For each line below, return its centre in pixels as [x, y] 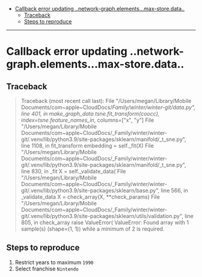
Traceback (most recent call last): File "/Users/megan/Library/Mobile [106, 101]
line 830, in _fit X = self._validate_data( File [73, 171]
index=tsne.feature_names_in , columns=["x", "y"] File [87, 120]
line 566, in [174, 190]
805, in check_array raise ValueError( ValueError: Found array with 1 [105, 223]
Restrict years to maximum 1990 [54, 262]
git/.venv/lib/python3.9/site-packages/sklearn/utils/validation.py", [102, 216]
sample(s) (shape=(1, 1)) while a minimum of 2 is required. [93, 229]
